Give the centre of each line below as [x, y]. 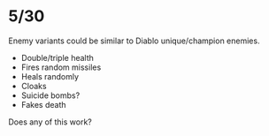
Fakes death [44, 104]
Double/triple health [58, 57]
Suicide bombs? [50, 95]
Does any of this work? [50, 122]
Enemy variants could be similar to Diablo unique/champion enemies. [134, 41]
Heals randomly [50, 76]
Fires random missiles [61, 67]
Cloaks [34, 86]
